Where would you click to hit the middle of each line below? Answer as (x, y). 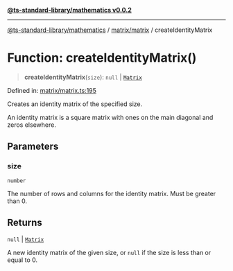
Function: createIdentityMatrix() (102, 58)
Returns (25, 223)
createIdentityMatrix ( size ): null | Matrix (83, 77)
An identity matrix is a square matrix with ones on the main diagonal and (110, 117)
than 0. (17, 201)
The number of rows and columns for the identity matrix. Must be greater (112, 193)
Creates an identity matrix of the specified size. (75, 104)
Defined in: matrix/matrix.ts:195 (52, 90)
